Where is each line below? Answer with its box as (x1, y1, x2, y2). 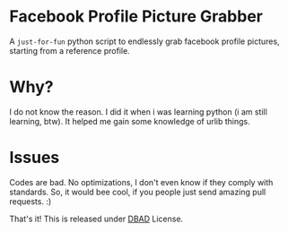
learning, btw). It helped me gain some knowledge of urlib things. (9, 116, 251, 126)
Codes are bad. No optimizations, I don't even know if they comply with (9, 176, 274, 187)
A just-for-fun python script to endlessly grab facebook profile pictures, (9, 36, 280, 47)
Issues (9, 148, 60, 168)
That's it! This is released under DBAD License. (9, 213, 184, 224)
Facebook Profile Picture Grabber (9, 6, 263, 27)
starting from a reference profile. (9, 45, 130, 56)
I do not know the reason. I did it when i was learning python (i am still (9, 106, 267, 117)
